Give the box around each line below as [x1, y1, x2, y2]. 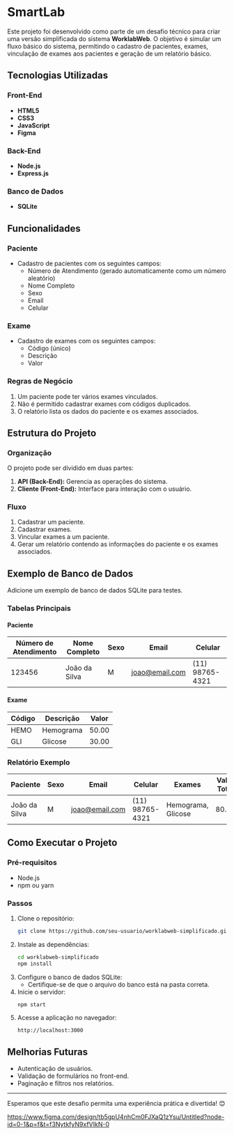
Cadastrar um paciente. [17, 518, 86, 526]
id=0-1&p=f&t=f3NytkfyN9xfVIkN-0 [7, 1120, 110, 1129]
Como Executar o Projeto [7, 837, 118, 849]
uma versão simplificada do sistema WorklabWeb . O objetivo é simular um [7, 34, 221, 42]
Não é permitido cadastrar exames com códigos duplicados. [17, 400, 192, 408]
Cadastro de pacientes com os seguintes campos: [17, 259, 162, 267]
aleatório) [27, 274, 56, 282]
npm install [17, 960, 52, 967]
